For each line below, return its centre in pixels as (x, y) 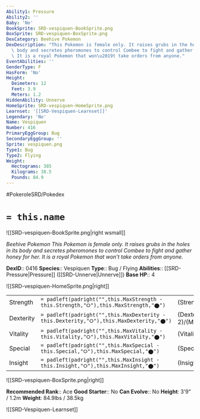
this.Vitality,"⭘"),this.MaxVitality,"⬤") (103, 337)
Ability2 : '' (22, 17)
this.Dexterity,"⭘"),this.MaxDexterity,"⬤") (106, 321)
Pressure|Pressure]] (31, 275)
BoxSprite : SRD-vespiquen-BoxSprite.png (57, 34)
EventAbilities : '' (30, 61)
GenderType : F (24, 67)
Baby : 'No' (20, 23)
